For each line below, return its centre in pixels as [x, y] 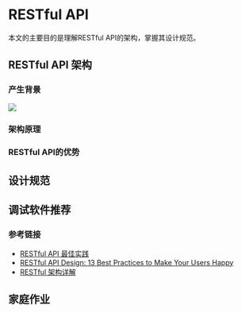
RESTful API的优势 [44, 153]
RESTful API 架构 [50, 65]
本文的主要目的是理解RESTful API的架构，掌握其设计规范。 [104, 37]
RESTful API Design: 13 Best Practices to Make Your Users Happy [127, 262]
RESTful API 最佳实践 [54, 253]
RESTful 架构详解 [48, 272]
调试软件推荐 [40, 210]
